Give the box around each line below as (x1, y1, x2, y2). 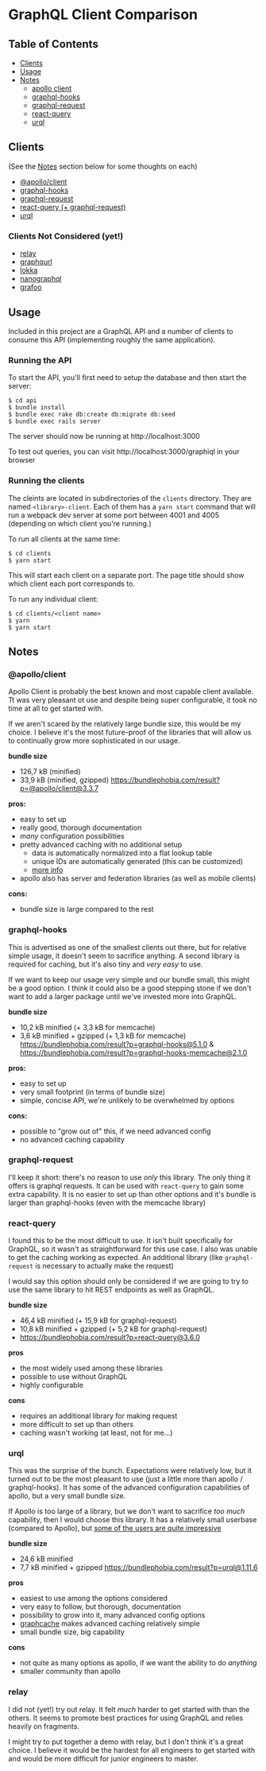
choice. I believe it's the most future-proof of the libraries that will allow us (8, 727, 252, 737)
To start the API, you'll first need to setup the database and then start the (8, 373, 247, 382)
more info (31, 865, 64, 875)
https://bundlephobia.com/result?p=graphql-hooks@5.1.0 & (19, 1039, 214, 1048)
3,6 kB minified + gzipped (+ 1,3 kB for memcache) (19, 1031, 187, 1041)
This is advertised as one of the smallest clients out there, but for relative (8, 942, 247, 951)
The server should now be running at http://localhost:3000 (8, 432, 200, 441)
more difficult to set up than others (19, 1420, 133, 1429)
